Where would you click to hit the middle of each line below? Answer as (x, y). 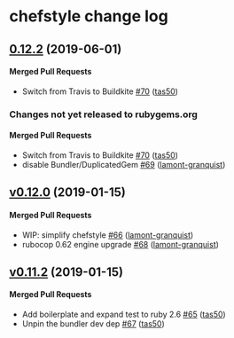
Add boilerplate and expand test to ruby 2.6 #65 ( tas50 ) (124, 314)
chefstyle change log (89, 16)
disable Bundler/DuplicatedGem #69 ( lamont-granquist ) (124, 164)
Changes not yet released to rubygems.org (103, 114)
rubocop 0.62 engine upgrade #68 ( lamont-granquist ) (121, 244)
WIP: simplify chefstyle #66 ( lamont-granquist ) (108, 235)
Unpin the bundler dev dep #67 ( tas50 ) (94, 324)
